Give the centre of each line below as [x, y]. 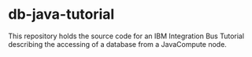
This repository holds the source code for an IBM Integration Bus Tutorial [126, 36]
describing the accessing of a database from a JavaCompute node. [117, 44]
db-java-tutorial [61, 14]
